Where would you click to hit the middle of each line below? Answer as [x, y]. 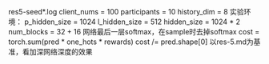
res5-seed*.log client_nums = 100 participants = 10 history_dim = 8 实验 [126, 12]
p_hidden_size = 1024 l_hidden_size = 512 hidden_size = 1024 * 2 [132, 22]
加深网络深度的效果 [61, 52]
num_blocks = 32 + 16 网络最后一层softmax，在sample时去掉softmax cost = [134, 32]
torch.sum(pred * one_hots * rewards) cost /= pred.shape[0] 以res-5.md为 [131, 42]
